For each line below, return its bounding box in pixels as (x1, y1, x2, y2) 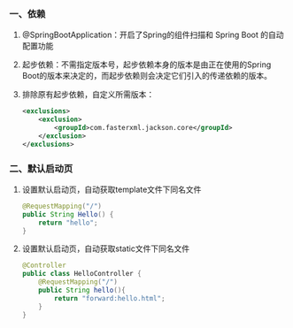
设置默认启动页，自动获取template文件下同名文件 (21, 184, 202, 195)
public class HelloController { (21, 270, 142, 278)
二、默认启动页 (9, 162, 73, 174)
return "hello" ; (38, 218, 98, 227)
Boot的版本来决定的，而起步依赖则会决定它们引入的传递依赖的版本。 (21, 71, 273, 81)
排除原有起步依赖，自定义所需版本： (21, 89, 155, 100)
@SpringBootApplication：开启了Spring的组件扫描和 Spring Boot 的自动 (21, 29, 285, 41)
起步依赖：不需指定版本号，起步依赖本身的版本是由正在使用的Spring (21, 59, 272, 70)
